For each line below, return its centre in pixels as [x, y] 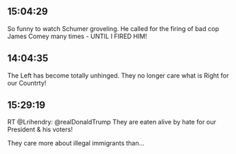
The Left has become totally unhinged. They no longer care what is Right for [118, 75]
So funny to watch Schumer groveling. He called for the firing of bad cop [113, 28]
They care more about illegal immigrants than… [76, 143]
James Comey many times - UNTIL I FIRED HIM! [77, 36]
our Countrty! [27, 83]
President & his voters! [40, 129]
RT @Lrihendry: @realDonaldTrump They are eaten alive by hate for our [112, 122]
